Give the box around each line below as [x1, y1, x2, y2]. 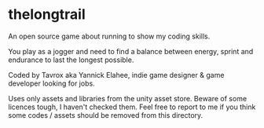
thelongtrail [8, 5, 86, 24]
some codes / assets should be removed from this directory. [8, 110, 203, 119]
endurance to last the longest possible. [8, 55, 134, 64]
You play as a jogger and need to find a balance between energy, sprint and [8, 46, 254, 56]
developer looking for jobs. [8, 79, 96, 88]
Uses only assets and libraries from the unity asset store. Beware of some [8, 93, 247, 103]
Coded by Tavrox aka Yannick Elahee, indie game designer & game [8, 70, 225, 79]
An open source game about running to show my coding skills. [8, 31, 211, 41]
